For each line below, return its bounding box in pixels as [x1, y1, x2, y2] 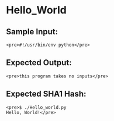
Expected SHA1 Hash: [6, 89, 87, 99]
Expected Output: [6, 58, 72, 67]
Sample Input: [6, 27, 58, 37]
